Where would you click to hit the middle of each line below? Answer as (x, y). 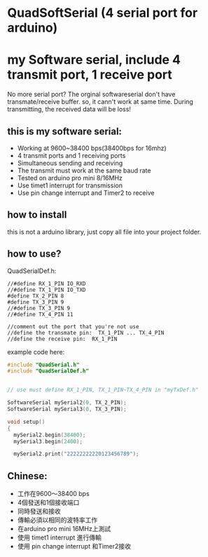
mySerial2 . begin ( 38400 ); (50, 435)
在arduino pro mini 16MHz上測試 (64, 529)
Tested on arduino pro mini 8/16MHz (70, 177)
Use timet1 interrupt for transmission (70, 185)
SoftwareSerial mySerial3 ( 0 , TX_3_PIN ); (67, 409)
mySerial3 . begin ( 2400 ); (48, 441)
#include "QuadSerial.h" (43, 365)
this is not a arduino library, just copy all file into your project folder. (104, 231)
